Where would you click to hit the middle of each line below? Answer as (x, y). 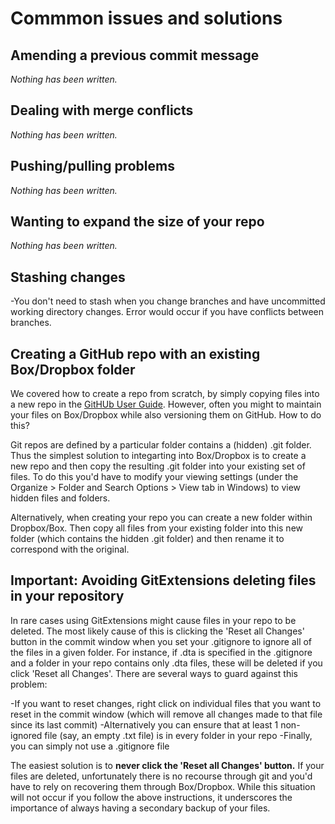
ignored (26, 735)
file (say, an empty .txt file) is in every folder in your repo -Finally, (178, 735)
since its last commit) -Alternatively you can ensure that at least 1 (144, 724)
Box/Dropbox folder (73, 369)
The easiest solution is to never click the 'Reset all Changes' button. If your (167, 765)
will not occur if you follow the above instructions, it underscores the (151, 797)
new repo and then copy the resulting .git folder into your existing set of (158, 466)
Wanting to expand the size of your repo (137, 222)
